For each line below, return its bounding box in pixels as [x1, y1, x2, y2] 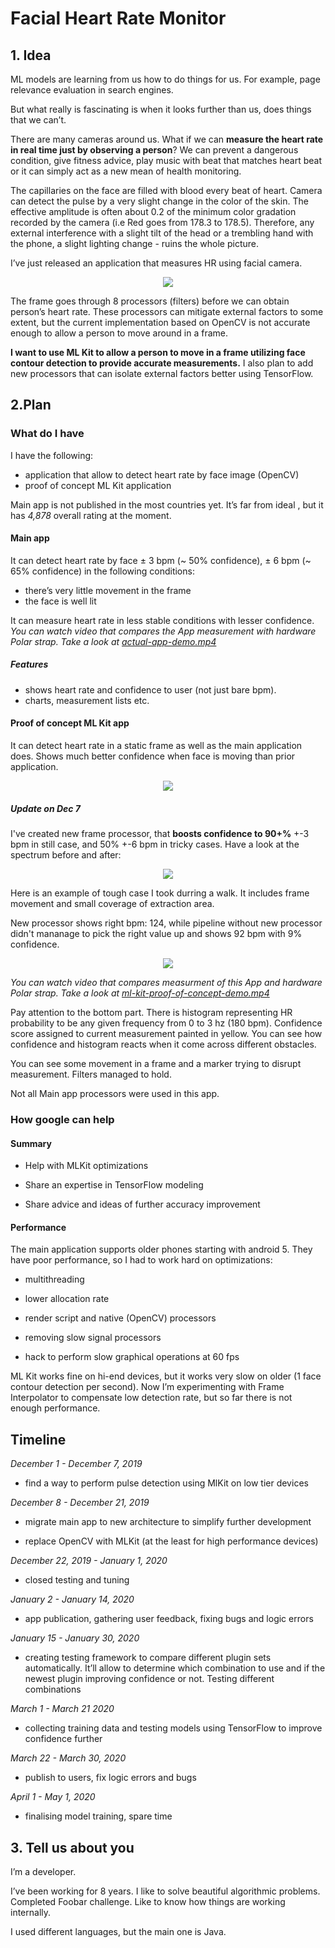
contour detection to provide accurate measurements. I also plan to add [10, 357, 314, 369]
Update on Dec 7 [10, 802, 81, 814]
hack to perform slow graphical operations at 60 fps [24, 1351, 240, 1363]
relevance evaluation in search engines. [10, 84, 174, 96]
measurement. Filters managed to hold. [10, 1068, 172, 1081]
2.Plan [10, 397, 52, 414]
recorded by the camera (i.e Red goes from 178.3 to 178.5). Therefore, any [10, 217, 315, 228]
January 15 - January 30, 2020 [10, 1632, 140, 1644]
